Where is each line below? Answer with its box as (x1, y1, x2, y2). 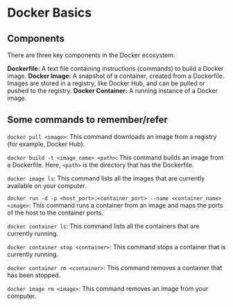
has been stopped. (7, 271, 61, 279)
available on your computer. (7, 181, 87, 190)
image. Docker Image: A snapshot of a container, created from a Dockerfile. (7, 72, 225, 80)
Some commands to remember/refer (7, 114, 169, 126)
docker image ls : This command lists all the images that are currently (7, 174, 205, 182)
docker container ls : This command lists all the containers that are (7, 222, 200, 230)
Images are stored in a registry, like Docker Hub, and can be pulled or (7, 79, 206, 88)
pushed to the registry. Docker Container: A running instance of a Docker (7, 87, 218, 94)
